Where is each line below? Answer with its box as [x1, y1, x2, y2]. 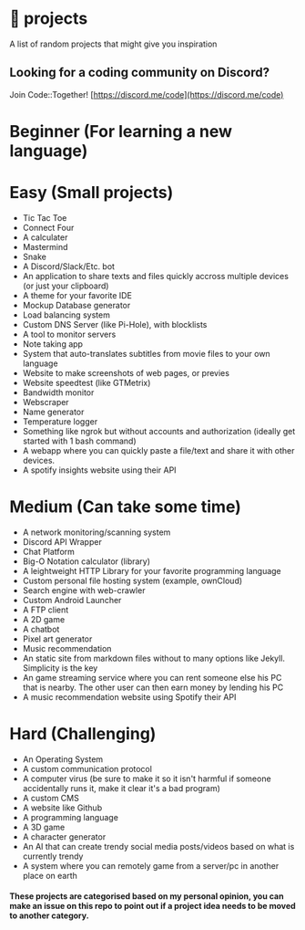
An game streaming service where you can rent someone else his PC [22, 672, 282, 683]
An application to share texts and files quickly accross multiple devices [22, 270, 290, 281]
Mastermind [22, 241, 68, 252]
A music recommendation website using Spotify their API [22, 691, 237, 702]
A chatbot [22, 623, 60, 634]
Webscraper [22, 396, 70, 407]
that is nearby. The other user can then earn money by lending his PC [22, 682, 284, 693]
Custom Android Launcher [22, 594, 122, 605]
